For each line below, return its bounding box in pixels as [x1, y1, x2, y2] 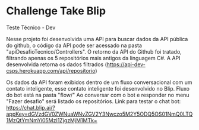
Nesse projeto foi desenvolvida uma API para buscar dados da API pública [6, 35, 188, 42]
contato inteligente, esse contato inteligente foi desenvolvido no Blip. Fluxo [6, 85, 190, 92]
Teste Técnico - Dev [6, 24, 56, 31]
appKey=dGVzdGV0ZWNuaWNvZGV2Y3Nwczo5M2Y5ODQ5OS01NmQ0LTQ [6, 110, 193, 117]
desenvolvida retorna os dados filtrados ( [6, 61, 107, 68]
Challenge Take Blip [6, 4, 106, 18]
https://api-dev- [106, 61, 146, 68]
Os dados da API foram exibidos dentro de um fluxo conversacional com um [6, 79, 192, 86]
